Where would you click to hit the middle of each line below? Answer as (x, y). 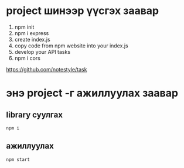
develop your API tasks (42, 52)
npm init (24, 27)
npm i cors (28, 58)
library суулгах (35, 114)
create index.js (33, 39)
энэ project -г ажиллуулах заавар (92, 93)
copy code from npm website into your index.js (71, 46)
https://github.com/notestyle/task (47, 69)
